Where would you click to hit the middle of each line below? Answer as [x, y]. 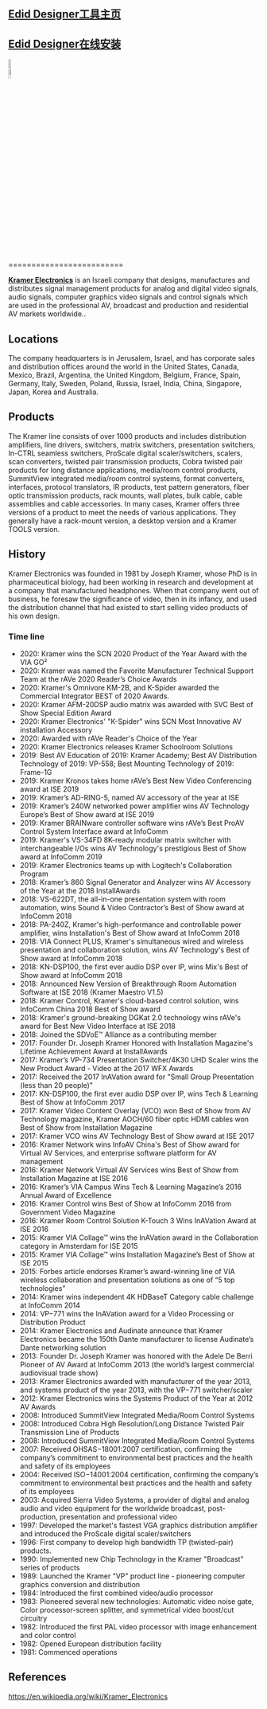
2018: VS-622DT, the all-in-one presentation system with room [123, 899]
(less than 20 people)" [56, 1085]
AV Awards [38, 1406]
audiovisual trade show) [59, 1373]
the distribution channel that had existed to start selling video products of [128, 607]
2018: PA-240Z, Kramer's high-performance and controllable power [131, 924]
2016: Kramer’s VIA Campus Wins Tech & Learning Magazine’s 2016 [131, 1187]
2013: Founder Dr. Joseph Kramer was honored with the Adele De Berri [136, 1355]
